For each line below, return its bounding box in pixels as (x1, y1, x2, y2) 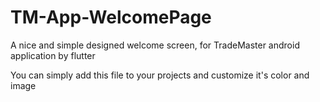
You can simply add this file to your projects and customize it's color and (10, 69, 310, 81)
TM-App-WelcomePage (10, 6, 212, 29)
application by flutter (10, 49, 96, 61)
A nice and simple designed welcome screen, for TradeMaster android (10, 39, 300, 51)
